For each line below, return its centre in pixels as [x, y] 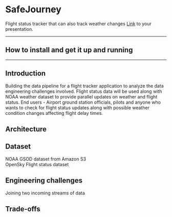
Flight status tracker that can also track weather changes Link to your [79, 24]
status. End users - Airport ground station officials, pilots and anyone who [83, 102]
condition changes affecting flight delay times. [54, 113]
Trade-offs [23, 209]
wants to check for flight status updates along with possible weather [78, 107]
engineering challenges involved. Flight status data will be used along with [84, 91]
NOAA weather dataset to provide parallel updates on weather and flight [81, 96]
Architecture [26, 129]
